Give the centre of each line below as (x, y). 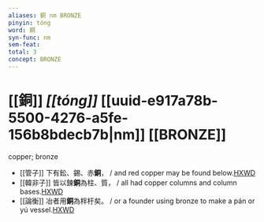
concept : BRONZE (35, 60)
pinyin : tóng (30, 23)
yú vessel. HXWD (47, 209)
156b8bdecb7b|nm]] (77, 135)
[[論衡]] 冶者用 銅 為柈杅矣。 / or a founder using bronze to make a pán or (137, 201)
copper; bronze (33, 156)
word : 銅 (22, 30)
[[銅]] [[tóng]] (53, 101)
